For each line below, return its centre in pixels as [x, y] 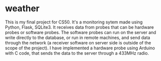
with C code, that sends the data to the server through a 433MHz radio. [77, 53]
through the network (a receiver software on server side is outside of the [78, 42]
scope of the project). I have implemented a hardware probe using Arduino [80, 48]
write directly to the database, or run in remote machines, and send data [78, 38]
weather [22, 9]
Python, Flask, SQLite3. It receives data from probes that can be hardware [80, 27]
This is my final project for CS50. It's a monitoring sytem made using [74, 22]
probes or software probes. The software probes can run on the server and [80, 32]
